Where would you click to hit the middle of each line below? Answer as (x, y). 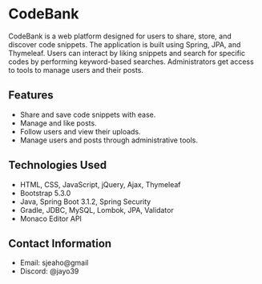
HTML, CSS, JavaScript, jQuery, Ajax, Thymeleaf (101, 184)
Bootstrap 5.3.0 (45, 193)
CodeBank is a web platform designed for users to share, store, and (120, 36)
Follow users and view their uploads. (81, 131)
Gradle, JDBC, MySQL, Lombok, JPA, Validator (97, 210)
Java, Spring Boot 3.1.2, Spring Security (85, 202)
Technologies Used (57, 165)
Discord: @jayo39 (49, 271)
